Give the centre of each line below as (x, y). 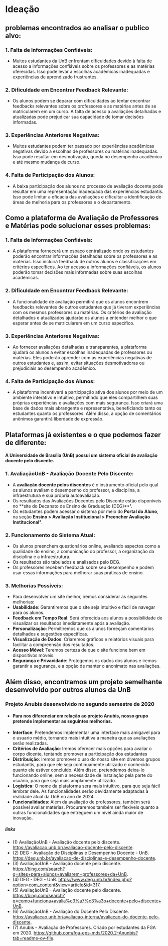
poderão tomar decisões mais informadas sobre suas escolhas (77, 272)
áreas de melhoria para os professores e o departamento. (72, 202)
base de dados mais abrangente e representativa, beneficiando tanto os (87, 408)
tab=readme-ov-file (33, 938)
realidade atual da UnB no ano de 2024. (53, 796)
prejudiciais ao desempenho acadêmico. (54, 368)
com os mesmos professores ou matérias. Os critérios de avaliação (82, 312)
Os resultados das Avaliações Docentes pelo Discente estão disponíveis (87, 500)
